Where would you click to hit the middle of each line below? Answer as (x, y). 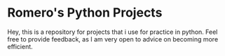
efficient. (20, 46)
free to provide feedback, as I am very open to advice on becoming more (113, 39)
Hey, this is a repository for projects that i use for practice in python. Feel (112, 32)
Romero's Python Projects (85, 13)
